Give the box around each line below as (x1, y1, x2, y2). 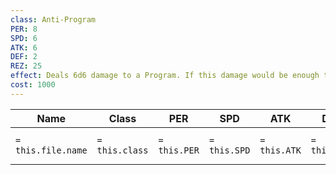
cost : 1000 (10, 80, 56, 90)
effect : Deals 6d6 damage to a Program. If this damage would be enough (10, 71, 320, 81)
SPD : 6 (10, 33, 38, 43)
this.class (96, 144, 149, 156)
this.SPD (208, 144, 251, 156)
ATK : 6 (10, 42, 38, 53)
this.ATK (259, 144, 302, 156)
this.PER (158, 144, 200, 156)
